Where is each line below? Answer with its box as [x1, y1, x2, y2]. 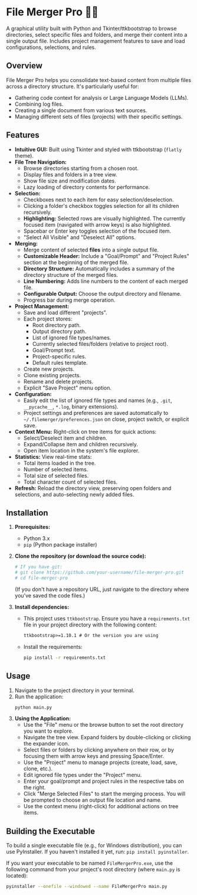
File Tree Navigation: [14, 158, 67, 165]
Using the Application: [14, 715, 71, 722]
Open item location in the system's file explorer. [23, 447, 140, 454]
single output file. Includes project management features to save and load [6, 37, 185, 44]
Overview [6, 61, 43, 71]
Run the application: [14, 693, 64, 700]
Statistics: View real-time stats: [14, 453, 93, 460]
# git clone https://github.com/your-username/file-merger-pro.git [14, 570, 184, 576]
